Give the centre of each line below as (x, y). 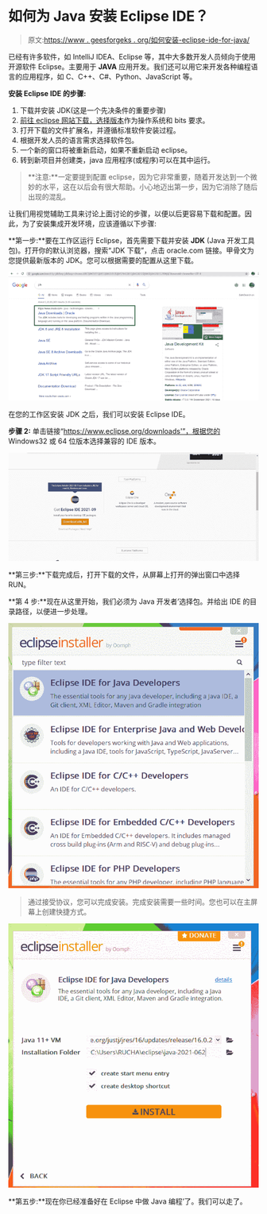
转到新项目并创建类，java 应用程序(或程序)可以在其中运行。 (117, 160)
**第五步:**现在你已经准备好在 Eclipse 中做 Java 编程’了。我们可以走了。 (128, 1201)
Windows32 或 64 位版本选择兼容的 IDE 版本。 (84, 441)
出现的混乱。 (48, 196)
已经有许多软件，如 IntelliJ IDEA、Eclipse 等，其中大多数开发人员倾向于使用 (132, 56)
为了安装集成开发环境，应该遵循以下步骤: (89, 223)
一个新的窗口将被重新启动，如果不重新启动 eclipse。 (106, 150)
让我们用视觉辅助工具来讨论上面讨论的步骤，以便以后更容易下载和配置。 (126, 213)
